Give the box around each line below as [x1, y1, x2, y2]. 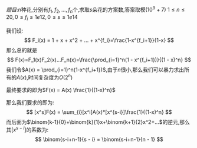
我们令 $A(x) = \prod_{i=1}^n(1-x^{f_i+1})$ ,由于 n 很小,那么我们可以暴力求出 [6, 66, 185, 73]
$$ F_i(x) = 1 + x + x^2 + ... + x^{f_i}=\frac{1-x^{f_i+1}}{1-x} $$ [24, 37, 175, 44]
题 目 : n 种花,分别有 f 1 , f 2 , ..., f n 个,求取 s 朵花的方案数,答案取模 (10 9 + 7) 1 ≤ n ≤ [6, 5, 185, 14]
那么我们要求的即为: [6, 98, 55, 106]
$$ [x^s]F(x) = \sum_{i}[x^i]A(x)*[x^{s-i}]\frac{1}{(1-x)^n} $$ [26, 108, 172, 116]
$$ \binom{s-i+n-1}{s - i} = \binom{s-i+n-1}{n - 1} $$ [35, 136, 163, 143]
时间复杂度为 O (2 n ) [28, 73, 73, 81]
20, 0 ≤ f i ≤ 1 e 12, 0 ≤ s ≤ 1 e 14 [6, 14, 78, 22]
